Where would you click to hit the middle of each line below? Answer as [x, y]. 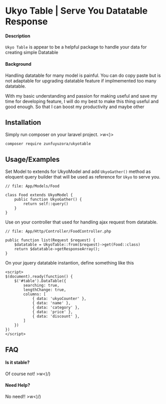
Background [18, 64]
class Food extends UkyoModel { [39, 195]
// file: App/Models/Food [32, 186]
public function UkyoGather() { [48, 200]
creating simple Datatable [32, 53]
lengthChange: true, [45, 290]
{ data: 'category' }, [56, 308]
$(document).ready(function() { [39, 277]
